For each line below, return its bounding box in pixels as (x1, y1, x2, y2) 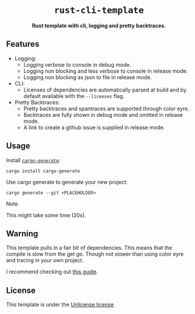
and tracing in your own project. (6, 257, 84, 264)
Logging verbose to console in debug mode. (23, 61, 131, 68)
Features (6, 39, 39, 49)
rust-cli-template (54, 5, 144, 16)
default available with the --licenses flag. (23, 92, 125, 99)
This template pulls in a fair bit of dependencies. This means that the (6, 244, 173, 251)
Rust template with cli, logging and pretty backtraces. (32, 22, 166, 29)
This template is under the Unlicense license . (6, 301, 115, 308)
